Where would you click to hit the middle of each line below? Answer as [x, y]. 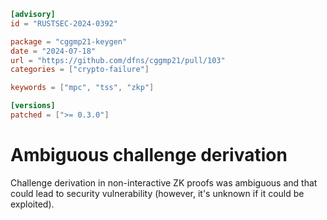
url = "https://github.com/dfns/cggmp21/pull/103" [118, 60]
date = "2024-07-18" [53, 51]
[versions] [33, 106]
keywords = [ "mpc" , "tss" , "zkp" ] [82, 88]
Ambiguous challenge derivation [149, 155]
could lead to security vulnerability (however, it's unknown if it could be [157, 193]
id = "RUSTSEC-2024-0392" [64, 23]
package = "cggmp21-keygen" [69, 41]
